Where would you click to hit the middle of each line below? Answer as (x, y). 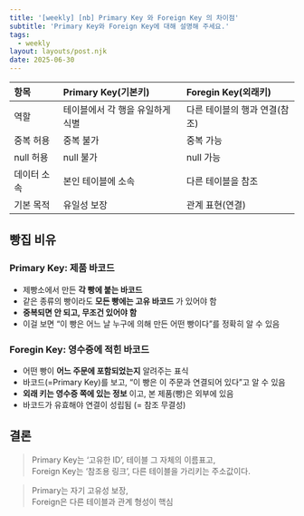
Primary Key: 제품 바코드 (62, 268)
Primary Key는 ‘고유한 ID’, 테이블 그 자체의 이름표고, (123, 460)
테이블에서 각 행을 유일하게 (117, 110)
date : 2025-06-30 (42, 60)
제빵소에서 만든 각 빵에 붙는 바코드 (82, 289)
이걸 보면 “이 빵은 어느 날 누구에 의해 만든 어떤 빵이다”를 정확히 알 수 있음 (151, 324)
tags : (19, 34)
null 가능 (204, 157)
